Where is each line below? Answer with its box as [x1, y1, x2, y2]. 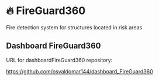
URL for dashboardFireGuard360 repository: [6, 56, 113, 63]
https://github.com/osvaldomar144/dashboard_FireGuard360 [6, 67, 153, 75]
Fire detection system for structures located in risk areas [6, 23, 143, 31]
